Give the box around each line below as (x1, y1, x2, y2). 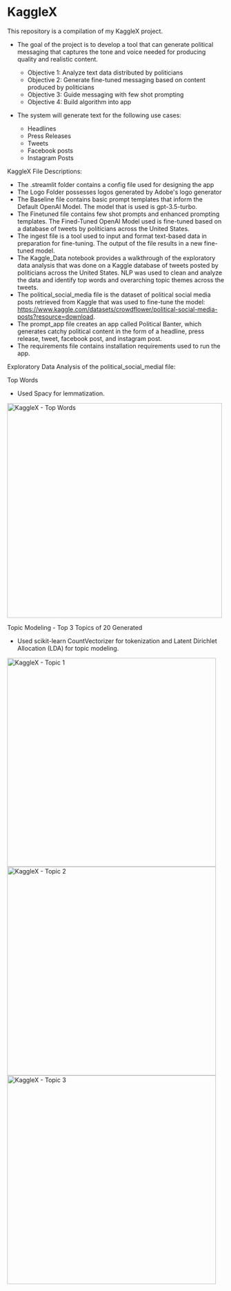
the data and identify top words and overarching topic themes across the (17, 275, 225, 284)
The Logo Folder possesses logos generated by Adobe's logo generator (17, 188, 222, 196)
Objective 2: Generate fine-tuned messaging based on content (27, 75, 205, 83)
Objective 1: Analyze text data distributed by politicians (27, 68, 183, 77)
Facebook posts (27, 146, 74, 155)
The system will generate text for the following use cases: (17, 111, 181, 119)
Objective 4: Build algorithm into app (27, 97, 132, 106)
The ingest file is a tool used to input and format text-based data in (17, 232, 207, 240)
